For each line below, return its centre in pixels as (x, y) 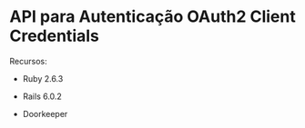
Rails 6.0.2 (42, 96)
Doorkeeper (45, 113)
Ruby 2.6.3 (43, 78)
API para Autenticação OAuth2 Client (152, 17)
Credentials (55, 36)
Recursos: (28, 61)
